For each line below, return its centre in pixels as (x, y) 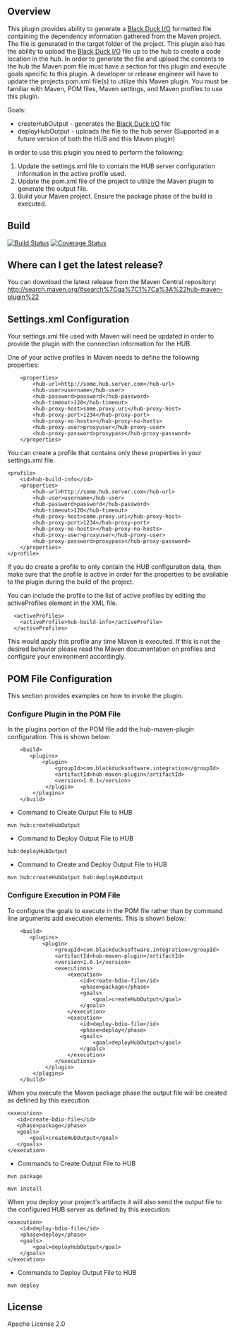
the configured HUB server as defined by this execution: (89, 1209)
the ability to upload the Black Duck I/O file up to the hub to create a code (114, 51)
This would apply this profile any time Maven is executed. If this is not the (114, 642)
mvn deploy (23, 1286)
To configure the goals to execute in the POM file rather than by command (115, 910)
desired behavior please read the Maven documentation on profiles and (112, 649)
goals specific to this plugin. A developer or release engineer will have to (113, 73)
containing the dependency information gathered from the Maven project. (114, 36)
